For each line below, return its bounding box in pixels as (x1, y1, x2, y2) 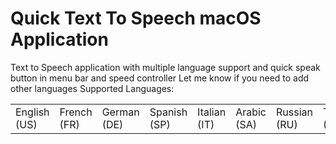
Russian (275, 105, 313, 119)
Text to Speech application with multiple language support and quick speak (10, 61, 321, 73)
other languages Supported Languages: (10, 82, 175, 94)
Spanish (149, 105, 188, 119)
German (101, 105, 140, 119)
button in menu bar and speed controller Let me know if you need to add (10, 72, 310, 84)
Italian (197, 105, 227, 119)
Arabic (235, 105, 267, 119)
